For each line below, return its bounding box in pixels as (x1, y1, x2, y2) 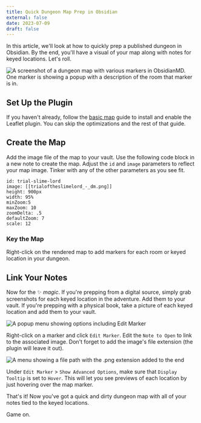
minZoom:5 (6, 199, 31, 205)
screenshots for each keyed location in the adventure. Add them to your (6, 295, 186, 302)
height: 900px (6, 188, 42, 195)
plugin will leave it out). (6, 344, 64, 351)
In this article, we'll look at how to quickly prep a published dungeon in (6, 42, 182, 50)
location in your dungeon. (6, 255, 70, 262)
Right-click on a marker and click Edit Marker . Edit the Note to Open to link (6, 331, 193, 339)
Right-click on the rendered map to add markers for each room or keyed (6, 248, 186, 256)
